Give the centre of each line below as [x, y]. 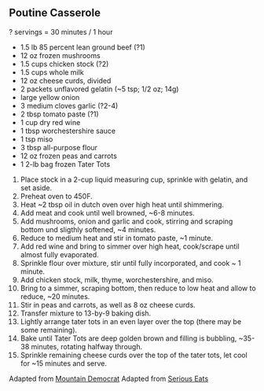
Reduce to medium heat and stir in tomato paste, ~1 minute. [117, 238]
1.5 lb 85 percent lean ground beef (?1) [83, 47]
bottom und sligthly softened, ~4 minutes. [88, 229]
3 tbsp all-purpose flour [59, 147]
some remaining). [49, 330]
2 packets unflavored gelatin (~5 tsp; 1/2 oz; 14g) [99, 89]
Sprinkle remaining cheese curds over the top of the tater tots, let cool [134, 355]
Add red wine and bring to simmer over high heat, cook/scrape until [130, 246]
